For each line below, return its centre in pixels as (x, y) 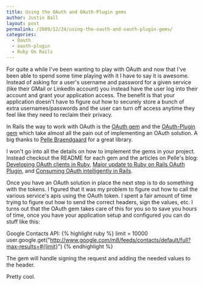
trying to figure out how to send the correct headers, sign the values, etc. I (100, 202)
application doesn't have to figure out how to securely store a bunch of (95, 101)
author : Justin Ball (33, 18)
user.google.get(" (28, 240)
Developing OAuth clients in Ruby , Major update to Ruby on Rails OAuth (96, 164)
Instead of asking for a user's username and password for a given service (99, 82)
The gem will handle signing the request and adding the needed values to (98, 258)
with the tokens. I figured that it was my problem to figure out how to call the (102, 189)
